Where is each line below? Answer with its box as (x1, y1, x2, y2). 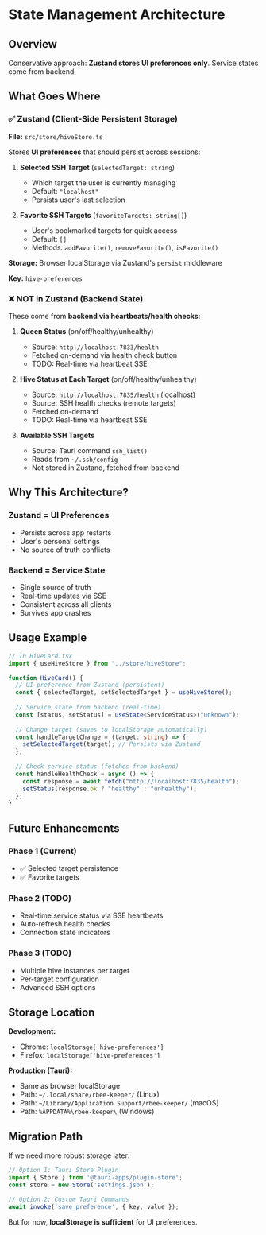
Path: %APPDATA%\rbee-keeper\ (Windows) (19, 1107, 155, 1117)
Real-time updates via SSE (19, 591, 107, 600)
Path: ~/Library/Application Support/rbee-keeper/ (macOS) (19, 1098, 220, 1108)
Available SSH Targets (19, 430, 95, 440)
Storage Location (8, 1005, 95, 1019)
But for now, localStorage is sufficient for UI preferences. (8, 1217, 199, 1226)
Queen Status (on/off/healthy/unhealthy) (19, 326, 154, 336)
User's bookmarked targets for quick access (31, 225, 178, 235)
